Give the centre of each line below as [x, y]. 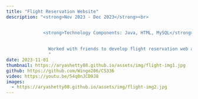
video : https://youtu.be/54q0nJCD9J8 [52, 76]
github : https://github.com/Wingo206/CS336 [60, 71]
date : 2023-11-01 [27, 60]
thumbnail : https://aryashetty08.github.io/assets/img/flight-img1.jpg [96, 65]
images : [16, 82]
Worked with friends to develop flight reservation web [118, 49]
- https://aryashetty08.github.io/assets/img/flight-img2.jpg [89, 87]
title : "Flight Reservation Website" [52, 11]
